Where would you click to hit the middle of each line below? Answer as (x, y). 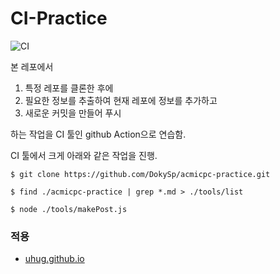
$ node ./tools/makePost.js (69, 209)
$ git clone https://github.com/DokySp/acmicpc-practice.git (140, 174)
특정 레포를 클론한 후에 (69, 88)
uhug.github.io (54, 259)
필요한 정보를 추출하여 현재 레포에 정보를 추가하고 (121, 100)
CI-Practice (59, 18)
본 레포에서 (32, 66)
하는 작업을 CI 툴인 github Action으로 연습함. (98, 134)
